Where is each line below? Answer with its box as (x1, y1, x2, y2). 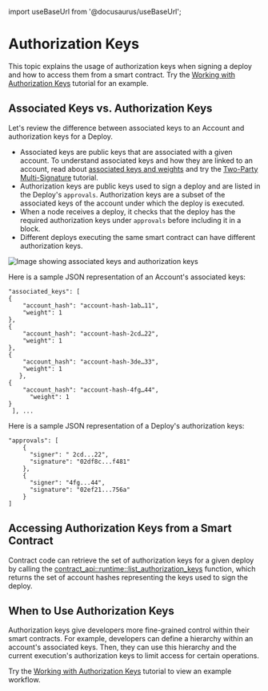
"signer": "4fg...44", (29, 478, 106, 486)
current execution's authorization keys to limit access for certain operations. (8, 651, 260, 661)
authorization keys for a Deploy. (8, 132, 114, 141)
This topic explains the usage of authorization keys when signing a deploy (8, 61, 252, 71)
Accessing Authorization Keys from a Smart (8, 522, 232, 535)
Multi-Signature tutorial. (19, 173, 98, 182)
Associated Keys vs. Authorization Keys (8, 102, 213, 116)
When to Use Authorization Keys (8, 604, 174, 617)
